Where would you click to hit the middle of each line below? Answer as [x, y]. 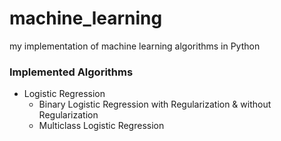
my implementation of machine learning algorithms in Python [135, 46]
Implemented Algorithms [71, 72]
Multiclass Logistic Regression [101, 126]
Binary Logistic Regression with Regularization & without [155, 104]
